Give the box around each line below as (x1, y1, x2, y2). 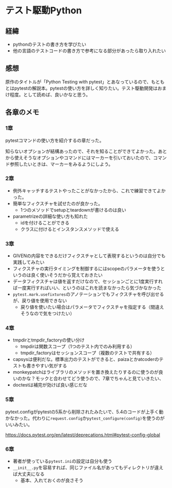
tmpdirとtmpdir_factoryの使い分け (12, 337, 85, 343)
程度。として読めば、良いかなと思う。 (9, 91, 91, 97)
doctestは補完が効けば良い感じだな (12, 382, 88, 388)
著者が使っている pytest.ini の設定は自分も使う (12, 458, 112, 464)
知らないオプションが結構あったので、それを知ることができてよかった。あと (5, 148, 167, 154)
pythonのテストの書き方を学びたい (12, 42, 86, 47)
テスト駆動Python (5, 5, 82, 16)
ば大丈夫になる (12, 471, 45, 477)
